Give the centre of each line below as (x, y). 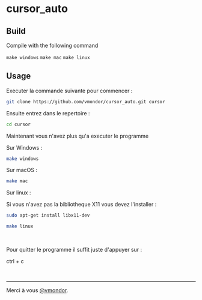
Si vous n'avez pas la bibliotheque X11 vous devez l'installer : (81, 205)
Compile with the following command (52, 45)
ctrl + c (15, 261)
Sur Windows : (24, 147)
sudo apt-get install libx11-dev (48, 215)
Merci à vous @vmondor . (37, 290)
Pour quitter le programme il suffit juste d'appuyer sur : (74, 250)
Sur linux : (19, 193)
